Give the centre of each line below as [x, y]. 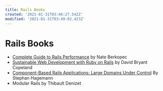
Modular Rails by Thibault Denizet [47, 83]
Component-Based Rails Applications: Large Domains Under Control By [85, 73]
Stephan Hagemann [32, 78]
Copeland [22, 68]
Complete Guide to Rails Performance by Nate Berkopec [70, 57]
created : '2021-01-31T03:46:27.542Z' [44, 14]
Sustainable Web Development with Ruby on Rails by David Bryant [80, 62]
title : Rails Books [25, 10]
